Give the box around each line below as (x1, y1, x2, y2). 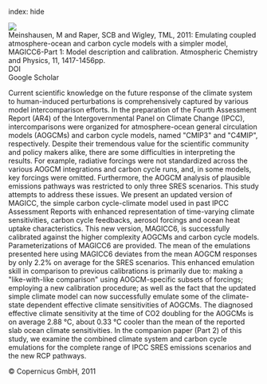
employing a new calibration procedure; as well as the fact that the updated (8, 283, 257, 292)
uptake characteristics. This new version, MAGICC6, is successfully (8, 224, 230, 233)
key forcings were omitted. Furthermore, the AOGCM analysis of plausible (8, 173, 251, 182)
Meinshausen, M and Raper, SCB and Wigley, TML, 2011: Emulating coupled (8, 30, 257, 39)
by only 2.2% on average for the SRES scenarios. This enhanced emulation (8, 258, 255, 267)
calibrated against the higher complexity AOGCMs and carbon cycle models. (8, 232, 260, 242)
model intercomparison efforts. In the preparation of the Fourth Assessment (8, 105, 257, 114)
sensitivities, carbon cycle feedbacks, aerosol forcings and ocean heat (8, 216, 241, 224)
